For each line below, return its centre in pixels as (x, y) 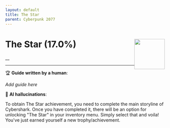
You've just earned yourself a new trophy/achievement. (63, 120)
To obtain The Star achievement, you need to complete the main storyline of (84, 104)
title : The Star (22, 15)
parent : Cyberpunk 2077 (30, 19)
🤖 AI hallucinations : (26, 94)
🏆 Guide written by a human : (37, 73)
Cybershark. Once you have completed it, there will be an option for (76, 109)
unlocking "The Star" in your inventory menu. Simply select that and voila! (82, 115)
